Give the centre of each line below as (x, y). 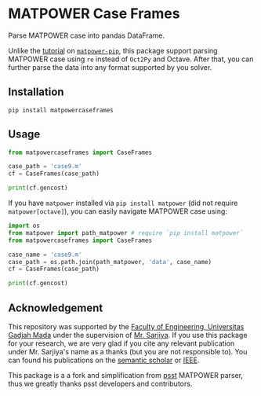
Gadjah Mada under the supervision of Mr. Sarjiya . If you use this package (128, 335)
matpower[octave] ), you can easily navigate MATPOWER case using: (118, 211)
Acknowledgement (56, 308)
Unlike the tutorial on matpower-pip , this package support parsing (113, 50)
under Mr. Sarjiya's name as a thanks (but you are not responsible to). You (128, 352)
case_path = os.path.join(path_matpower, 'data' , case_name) (110, 262)
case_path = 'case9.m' (45, 167)
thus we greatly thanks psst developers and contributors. (100, 383)
